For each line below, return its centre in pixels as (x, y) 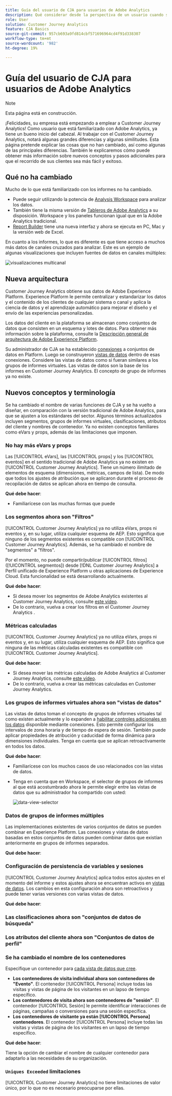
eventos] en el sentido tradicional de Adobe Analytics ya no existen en (79, 462)
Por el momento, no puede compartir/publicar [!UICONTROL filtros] (76, 560)
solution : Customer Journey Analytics (47, 24)
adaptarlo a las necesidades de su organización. (56, 1058)
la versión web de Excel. (38, 232)
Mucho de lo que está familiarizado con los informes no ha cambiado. (79, 190)
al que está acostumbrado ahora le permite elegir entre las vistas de (84, 787)
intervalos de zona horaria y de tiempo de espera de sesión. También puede (86, 730)
